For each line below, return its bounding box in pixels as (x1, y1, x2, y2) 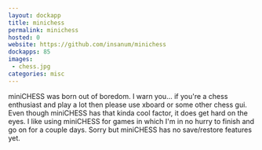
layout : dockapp (8, 11, 61, 20)
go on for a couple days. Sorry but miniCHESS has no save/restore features (8, 125, 253, 134)
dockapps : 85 (8, 48, 51, 56)
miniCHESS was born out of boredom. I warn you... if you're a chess (8, 91, 228, 101)
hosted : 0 (8, 33, 41, 42)
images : (8, 56, 34, 64)
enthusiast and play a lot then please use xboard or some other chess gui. (8, 100, 247, 109)
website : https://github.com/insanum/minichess (8, 41, 167, 49)
